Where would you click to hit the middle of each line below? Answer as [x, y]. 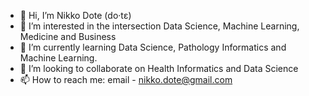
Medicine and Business [68, 36]
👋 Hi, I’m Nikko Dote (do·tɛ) [75, 15]
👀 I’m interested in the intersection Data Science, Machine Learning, [159, 26]
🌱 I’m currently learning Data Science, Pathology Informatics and [153, 47]
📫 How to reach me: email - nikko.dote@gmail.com [126, 79]
